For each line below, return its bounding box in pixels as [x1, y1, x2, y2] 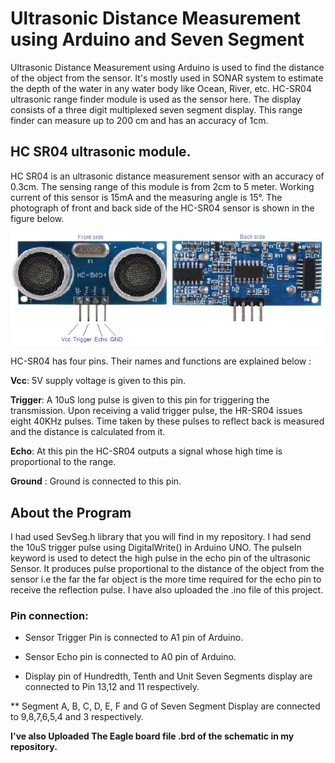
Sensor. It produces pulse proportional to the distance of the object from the [10, 563, 325, 575]
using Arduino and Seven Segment [10, 28, 305, 51]
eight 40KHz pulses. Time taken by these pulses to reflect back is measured [10, 415, 325, 427]
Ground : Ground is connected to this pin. [10, 475, 182, 487]
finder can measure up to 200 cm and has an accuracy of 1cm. [10, 114, 269, 126]
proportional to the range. [10, 456, 117, 468]
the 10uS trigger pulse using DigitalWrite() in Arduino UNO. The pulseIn [10, 542, 302, 554]
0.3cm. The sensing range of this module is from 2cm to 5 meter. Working [10, 180, 315, 192]
